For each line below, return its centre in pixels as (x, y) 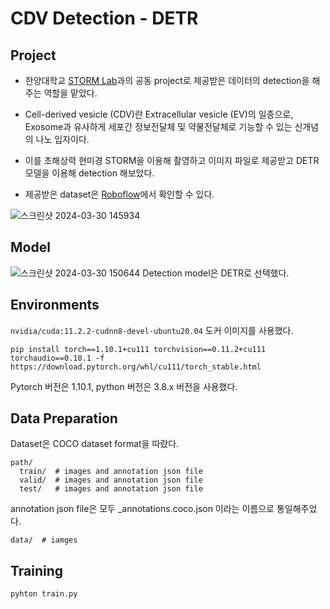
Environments (55, 305)
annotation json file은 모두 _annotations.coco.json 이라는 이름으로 (142, 509)
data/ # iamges (44, 540)
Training (37, 570)
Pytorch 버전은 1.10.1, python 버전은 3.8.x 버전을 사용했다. (124, 386)
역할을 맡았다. (70, 93)
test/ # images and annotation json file (111, 489)
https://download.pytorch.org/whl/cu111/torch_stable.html (136, 367)
